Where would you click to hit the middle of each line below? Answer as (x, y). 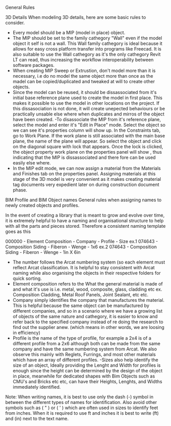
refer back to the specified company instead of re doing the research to (88, 322)
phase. (20, 190)
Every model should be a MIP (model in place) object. (69, 32)
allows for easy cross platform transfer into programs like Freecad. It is (87, 49)
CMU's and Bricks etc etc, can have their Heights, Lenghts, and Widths (87, 382)
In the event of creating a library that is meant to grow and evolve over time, (85, 215)
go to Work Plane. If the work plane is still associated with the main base (89, 136)
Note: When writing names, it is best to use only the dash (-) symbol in (79, 397)
